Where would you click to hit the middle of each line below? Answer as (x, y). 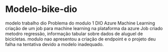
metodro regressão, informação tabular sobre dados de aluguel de (74, 33)
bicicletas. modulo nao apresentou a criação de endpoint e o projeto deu (80, 39)
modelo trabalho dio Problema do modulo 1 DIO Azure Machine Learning (80, 23)
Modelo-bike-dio (41, 9)
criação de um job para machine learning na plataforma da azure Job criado (84, 28)
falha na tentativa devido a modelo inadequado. (55, 44)
